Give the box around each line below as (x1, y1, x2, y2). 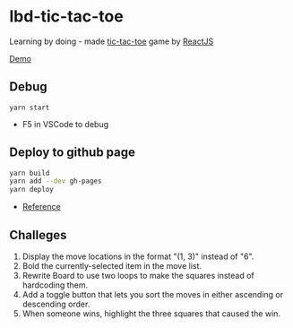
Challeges (9, 227, 67, 243)
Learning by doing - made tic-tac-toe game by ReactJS (9, 36, 214, 47)
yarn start (9, 103, 50, 112)
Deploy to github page (9, 145, 136, 160)
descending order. (22, 298, 90, 309)
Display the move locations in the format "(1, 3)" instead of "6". (22, 251, 254, 262)
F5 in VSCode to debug (22, 118, 109, 129)
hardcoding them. (22, 280, 89, 290)
